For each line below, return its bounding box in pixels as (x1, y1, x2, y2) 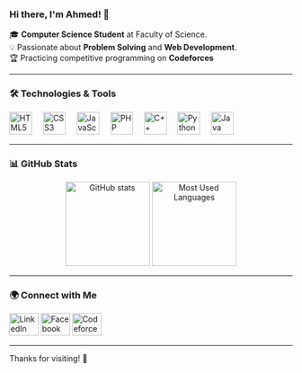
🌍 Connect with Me (9, 289, 97, 301)
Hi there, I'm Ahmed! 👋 (9, 8, 110, 21)
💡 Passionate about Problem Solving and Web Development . (9, 42, 237, 53)
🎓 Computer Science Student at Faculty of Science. (9, 29, 208, 40)
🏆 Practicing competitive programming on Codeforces (9, 53, 214, 64)
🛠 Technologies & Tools (9, 87, 117, 100)
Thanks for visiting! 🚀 (9, 353, 88, 364)
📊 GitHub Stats (9, 157, 78, 170)
